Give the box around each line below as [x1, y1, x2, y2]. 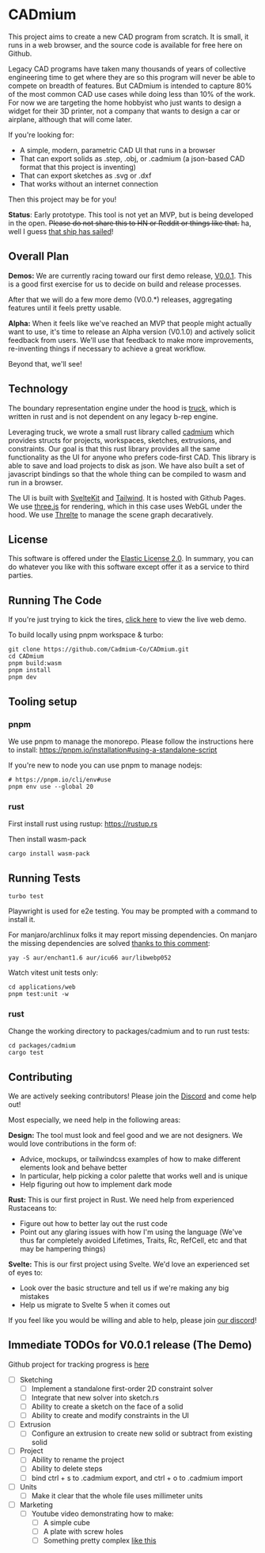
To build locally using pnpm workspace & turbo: [8, 630, 164, 640]
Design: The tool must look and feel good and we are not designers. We [8, 1131, 243, 1140]
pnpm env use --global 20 [8, 782, 93, 790]
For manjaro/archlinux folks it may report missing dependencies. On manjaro [8, 930, 258, 940]
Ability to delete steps [31, 1464, 103, 1474]
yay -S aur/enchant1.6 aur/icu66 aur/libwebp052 [8, 954, 172, 962]
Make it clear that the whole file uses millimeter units [31, 1490, 203, 1501]
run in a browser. [8, 478, 63, 487]
